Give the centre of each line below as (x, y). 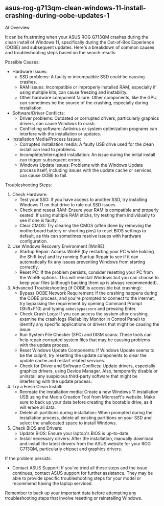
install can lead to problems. (48, 149)
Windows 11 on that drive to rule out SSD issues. (68, 204)
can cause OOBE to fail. (43, 175)
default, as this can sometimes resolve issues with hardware (80, 236)
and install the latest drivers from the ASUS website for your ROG (85, 443)
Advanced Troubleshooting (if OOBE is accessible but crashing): (77, 287)
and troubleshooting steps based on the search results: (61, 52)
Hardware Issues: (30, 71)
